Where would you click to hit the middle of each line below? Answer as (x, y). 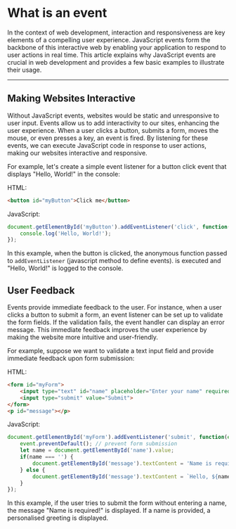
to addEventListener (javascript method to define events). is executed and (114, 261)
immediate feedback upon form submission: (71, 358)
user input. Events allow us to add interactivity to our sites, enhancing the (113, 123)
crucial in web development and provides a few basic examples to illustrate (116, 62)
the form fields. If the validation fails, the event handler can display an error (116, 322)
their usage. (25, 70)
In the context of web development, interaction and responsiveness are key (116, 32)
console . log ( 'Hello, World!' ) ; (66, 234)
